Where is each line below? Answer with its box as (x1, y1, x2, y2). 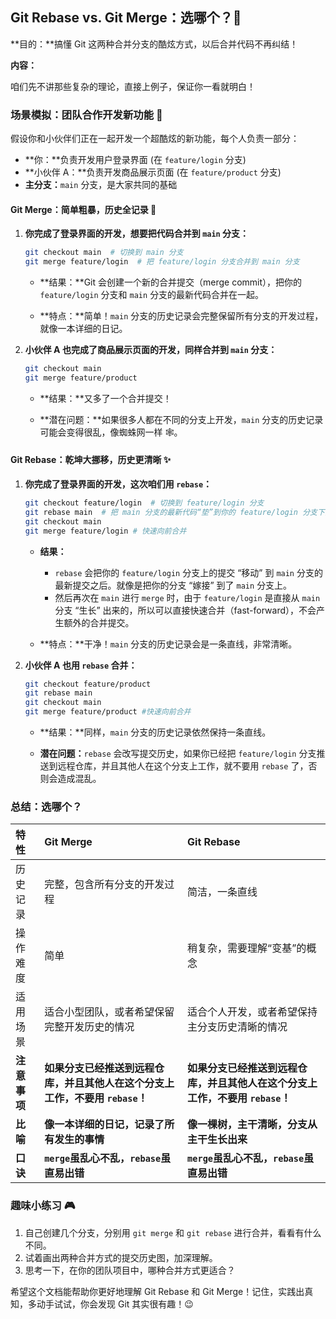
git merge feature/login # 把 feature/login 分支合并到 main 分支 (24, 257, 300, 267)
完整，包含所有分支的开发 (44, 878, 165, 892)
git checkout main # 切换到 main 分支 (24, 248, 184, 258)
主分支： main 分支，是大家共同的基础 (24, 179, 178, 191)
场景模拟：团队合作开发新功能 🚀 (10, 108, 163, 122)
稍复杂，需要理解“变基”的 (187, 941, 307, 955)
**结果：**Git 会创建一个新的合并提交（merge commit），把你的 (39, 276, 303, 288)
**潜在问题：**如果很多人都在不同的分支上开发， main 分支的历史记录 (39, 413, 324, 425)
